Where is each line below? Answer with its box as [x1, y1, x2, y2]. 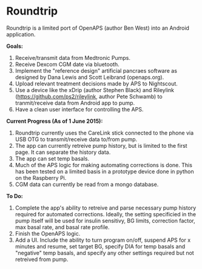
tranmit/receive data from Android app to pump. [15, 99, 135, 107]
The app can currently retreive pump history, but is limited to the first [15, 142, 187, 149]
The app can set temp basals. [15, 154, 90, 162]
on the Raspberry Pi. [15, 174, 67, 181]
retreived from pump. [15, 256, 69, 263]
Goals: [6, 42, 23, 50]
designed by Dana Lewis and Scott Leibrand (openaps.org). [15, 73, 164, 81]
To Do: [6, 192, 23, 199]
